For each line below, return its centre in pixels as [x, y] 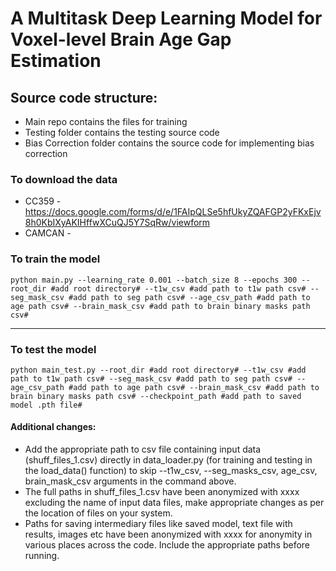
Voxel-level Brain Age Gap [121, 39]
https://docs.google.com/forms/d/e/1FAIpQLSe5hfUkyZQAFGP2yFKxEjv [173, 212]
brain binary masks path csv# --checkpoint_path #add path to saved [156, 396]
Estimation [56, 61]
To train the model [55, 259]
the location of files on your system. [98, 513]
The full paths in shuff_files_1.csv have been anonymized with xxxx [162, 492]
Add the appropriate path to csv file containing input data [143, 449]
